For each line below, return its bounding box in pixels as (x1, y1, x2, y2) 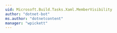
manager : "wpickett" (5, 20, 48, 26)
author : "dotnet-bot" (5, 12, 50, 16)
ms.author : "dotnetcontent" (5, 16, 64, 21)
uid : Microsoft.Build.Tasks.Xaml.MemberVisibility (5, 7, 113, 12)
